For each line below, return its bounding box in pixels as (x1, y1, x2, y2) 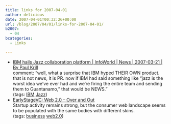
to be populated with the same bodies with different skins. (12, 107, 135, 113)
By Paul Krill (12, 64, 38, 70)
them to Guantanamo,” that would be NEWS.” (12, 86, 108, 92)
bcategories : (5, 36, 33, 41)
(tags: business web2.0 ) (12, 113, 64, 119)
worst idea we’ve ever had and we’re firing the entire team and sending (12, 80, 162, 86)
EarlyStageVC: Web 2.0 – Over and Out (12, 97, 95, 103)
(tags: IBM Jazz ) (12, 91, 47, 97)
